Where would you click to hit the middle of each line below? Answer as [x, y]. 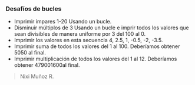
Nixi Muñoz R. [37, 76]
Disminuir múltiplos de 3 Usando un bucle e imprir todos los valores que [101, 28]
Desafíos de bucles [34, 9]
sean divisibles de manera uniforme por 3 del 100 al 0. [80, 34]
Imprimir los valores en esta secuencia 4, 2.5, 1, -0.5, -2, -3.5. [88, 40]
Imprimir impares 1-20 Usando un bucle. [63, 22]
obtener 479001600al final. [47, 65]
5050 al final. [30, 53]
